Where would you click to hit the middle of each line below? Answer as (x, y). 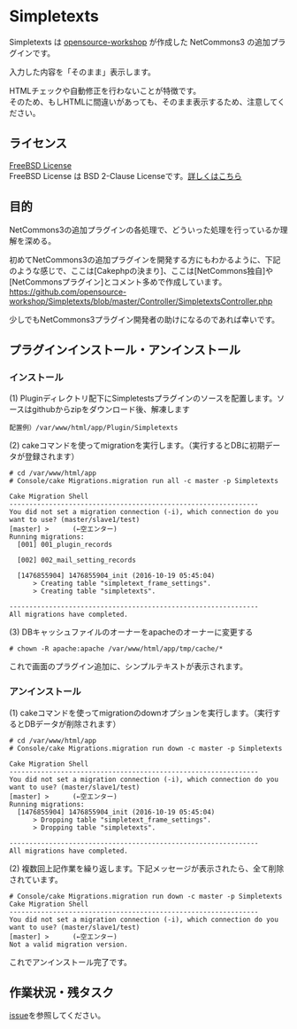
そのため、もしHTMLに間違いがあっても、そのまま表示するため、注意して (144, 101)
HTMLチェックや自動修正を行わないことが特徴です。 (105, 90)
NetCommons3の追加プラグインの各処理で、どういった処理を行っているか (145, 230)
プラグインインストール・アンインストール (125, 350)
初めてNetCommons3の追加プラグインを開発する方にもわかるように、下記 (145, 260)
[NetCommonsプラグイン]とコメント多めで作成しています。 (118, 282)
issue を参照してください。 (57, 1016)
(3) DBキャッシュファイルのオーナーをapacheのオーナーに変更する (131, 632)
